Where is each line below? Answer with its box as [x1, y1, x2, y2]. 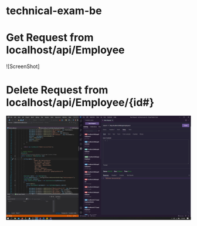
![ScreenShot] [6, 63, 40, 70]
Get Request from [6, 31, 94, 45]
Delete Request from [6, 83, 108, 97]
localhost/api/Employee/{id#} [6, 96, 154, 109]
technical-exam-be [6, 4, 102, 18]
